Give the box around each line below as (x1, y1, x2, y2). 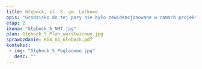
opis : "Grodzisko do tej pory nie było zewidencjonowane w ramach (6, 14, 176, 20)
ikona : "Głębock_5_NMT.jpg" (6, 25, 77, 32)
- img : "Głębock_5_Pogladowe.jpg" (8, 48, 96, 54)
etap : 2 (6, 20, 26, 26)
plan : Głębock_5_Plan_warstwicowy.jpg (6, 31, 103, 37)
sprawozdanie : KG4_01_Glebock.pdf (6, 37, 93, 43)
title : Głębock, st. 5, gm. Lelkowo (6, 8, 98, 15)
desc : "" (14, 53, 36, 59)
